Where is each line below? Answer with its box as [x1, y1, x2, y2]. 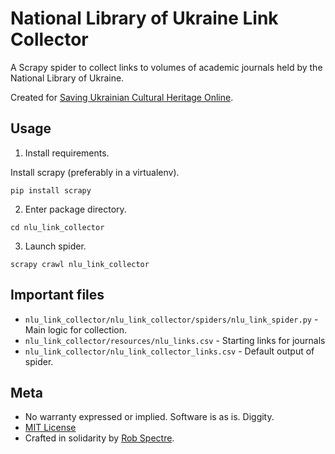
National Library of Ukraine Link [10, 7, 279, 30]
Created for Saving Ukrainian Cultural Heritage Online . [10, 91, 234, 103]
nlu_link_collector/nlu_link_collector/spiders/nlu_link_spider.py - [24, 313, 319, 325]
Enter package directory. [24, 203, 127, 215]
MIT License [24, 422, 77, 434]
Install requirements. [24, 147, 110, 159]
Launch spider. [24, 240, 87, 252]
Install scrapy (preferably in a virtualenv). [10, 166, 180, 178]
